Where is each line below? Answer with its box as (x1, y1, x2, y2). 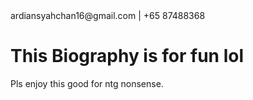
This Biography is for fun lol (10, 45, 244, 68)
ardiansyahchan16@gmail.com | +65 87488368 (10, 10, 206, 21)
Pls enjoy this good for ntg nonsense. (10, 77, 164, 89)
